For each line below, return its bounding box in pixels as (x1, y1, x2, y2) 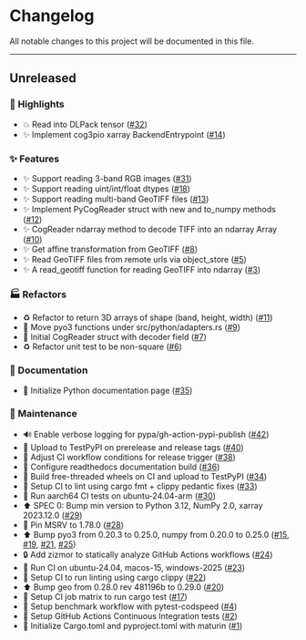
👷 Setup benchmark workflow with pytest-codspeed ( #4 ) (22, 601, 238, 612)
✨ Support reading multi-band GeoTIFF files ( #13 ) (22, 193, 209, 204)
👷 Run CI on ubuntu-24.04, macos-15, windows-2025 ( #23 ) (22, 562, 246, 573)
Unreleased (9, 70, 77, 87)
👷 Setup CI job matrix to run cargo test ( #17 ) (22, 591, 189, 602)
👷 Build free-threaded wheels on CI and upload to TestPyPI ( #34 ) (22, 470, 268, 481)
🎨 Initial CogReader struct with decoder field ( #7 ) (22, 332, 208, 343)
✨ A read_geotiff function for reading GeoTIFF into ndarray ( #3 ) (22, 263, 261, 274)
